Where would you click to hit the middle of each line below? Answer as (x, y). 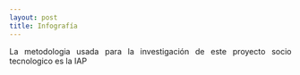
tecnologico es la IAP (48, 61)
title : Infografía (43, 26)
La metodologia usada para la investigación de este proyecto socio (150, 51)
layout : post (34, 17)
